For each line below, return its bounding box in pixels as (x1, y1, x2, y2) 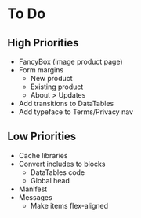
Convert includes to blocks (18, 159, 106, 168)
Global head (30, 176, 70, 185)
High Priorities (7, 36, 79, 50)
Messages (18, 192, 52, 201)
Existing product (30, 82, 84, 91)
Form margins (18, 65, 64, 75)
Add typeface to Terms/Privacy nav (18, 107, 134, 116)
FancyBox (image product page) (18, 57, 123, 66)
